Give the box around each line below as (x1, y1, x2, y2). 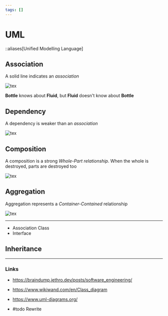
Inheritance (5, 245, 42, 253)
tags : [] (5, 7, 23, 13)
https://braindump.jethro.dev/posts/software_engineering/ (12, 276, 132, 283)
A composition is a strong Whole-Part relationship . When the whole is (5, 158, 149, 164)
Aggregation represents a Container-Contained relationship (5, 201, 128, 207)
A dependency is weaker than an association (5, 121, 98, 127)
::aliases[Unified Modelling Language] (5, 46, 83, 52)
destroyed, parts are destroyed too (5, 163, 77, 169)
